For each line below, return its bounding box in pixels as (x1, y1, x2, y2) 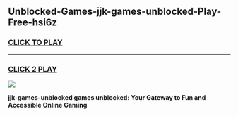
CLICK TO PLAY (8, 38, 63, 48)
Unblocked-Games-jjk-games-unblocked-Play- (8, 6, 222, 18)
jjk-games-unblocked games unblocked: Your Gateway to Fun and (8, 93, 206, 101)
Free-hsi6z (8, 17, 57, 29)
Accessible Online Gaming (8, 101, 88, 109)
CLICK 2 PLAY (8, 64, 57, 74)
